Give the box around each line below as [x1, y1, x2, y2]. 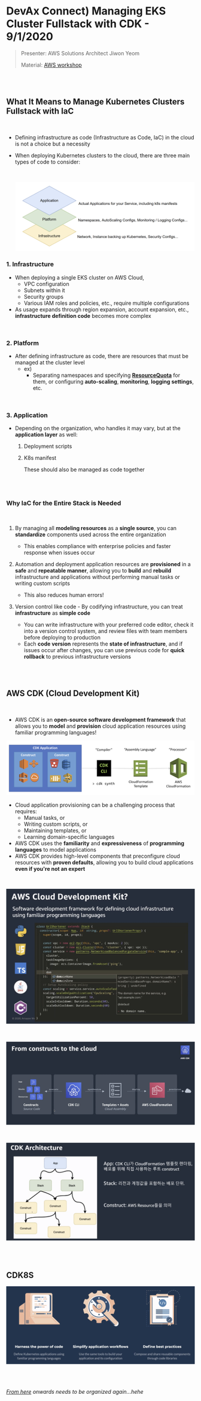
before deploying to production [23, 633, 100, 641]
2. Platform [6, 338, 39, 347]
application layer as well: [14, 431, 78, 438]
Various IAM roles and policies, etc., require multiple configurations [23, 299, 190, 307]
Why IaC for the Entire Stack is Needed [6, 499, 121, 507]
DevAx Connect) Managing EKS [6, 4, 166, 18]
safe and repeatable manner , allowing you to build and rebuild [14, 567, 172, 574]
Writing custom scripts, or [23, 820, 88, 828]
